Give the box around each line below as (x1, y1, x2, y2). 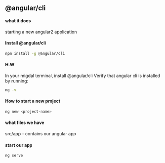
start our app (5, 142, 33, 148)
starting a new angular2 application (5, 29, 77, 35)
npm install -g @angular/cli (5, 51, 65, 56)
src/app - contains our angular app (5, 131, 77, 137)
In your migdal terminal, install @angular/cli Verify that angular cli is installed (5, 73, 161, 79)
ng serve (5, 153, 23, 158)
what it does (5, 17, 31, 24)
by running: (5, 78, 29, 83)
